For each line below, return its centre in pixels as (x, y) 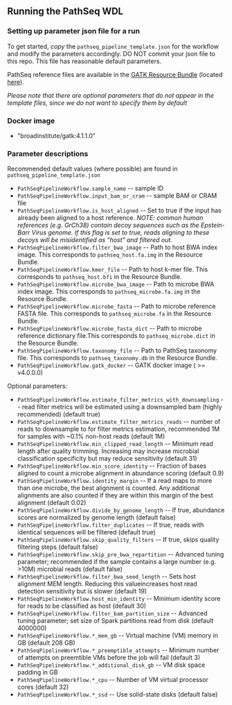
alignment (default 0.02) (52, 503)
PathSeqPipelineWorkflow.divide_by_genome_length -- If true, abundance (121, 510)
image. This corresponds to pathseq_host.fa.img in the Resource (110, 255)
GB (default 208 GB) (46, 643)
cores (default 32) (43, 687)
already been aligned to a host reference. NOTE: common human (110, 218)
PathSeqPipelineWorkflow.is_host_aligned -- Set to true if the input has (119, 210)
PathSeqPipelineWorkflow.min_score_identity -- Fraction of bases (111, 466)
